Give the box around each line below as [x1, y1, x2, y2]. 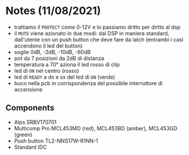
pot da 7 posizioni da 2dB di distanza [14, 55, 105, 62]
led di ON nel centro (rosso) [14, 67, 79, 74]
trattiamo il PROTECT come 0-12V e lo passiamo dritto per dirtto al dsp [14, 23, 181, 31]
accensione [14, 86, 43, 93]
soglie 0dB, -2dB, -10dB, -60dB [14, 48, 91, 55]
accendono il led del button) [14, 42, 83, 49]
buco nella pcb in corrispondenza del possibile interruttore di [14, 79, 163, 86]
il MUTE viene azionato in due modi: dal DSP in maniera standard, [14, 29, 170, 36]
